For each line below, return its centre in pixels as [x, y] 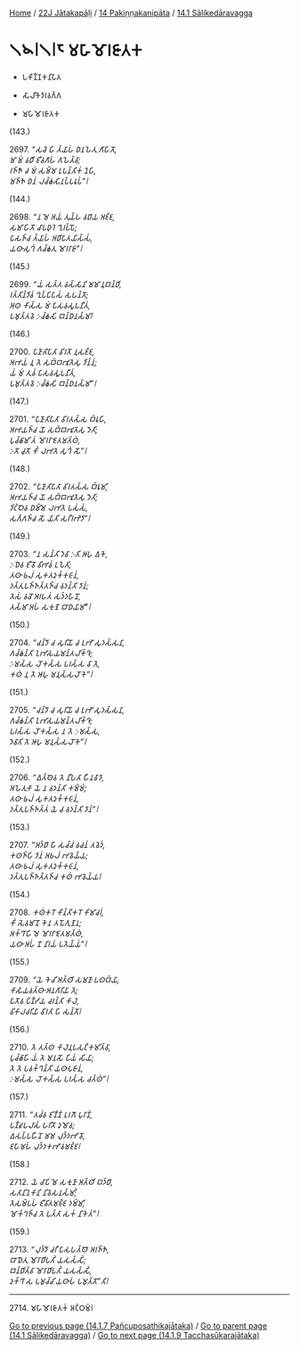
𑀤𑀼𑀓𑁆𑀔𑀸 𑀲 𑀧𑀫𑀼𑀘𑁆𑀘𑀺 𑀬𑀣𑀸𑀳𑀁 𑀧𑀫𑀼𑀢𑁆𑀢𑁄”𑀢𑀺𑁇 [59, 1281]
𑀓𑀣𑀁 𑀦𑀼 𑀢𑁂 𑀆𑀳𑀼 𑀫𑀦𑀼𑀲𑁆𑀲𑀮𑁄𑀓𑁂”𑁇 [51, 674]
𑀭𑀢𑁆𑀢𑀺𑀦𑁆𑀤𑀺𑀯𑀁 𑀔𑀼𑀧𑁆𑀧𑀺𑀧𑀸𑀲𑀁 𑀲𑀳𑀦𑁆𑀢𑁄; [49, 294]
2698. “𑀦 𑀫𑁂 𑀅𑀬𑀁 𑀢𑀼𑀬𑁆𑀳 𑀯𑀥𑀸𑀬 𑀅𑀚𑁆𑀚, [62, 217]
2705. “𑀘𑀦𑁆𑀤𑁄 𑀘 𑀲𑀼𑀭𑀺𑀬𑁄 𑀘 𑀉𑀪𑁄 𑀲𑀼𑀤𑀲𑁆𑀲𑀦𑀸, [67, 710]
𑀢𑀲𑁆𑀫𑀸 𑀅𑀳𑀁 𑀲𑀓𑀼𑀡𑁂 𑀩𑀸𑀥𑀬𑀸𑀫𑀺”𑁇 [50, 606]
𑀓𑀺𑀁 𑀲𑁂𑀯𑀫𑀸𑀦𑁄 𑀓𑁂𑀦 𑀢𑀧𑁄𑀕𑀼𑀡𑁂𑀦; [45, 923]
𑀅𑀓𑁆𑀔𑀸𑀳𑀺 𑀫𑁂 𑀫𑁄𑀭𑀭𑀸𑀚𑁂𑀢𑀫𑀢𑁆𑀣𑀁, [46, 933]
